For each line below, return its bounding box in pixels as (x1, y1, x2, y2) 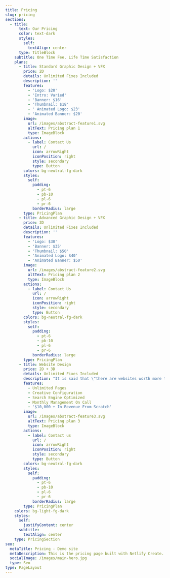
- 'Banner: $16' (27, 97, 62, 102)
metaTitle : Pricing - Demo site (10, 546, 78, 552)
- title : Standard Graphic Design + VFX (18, 64, 105, 69)
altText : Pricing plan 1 (27, 126, 80, 131)
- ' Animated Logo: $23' (27, 107, 80, 112)
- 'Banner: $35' (27, 244, 62, 249)
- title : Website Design (18, 362, 71, 367)
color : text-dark (18, 31, 56, 36)
